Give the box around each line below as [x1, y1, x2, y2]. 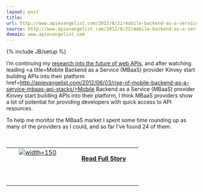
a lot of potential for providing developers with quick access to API [6, 98, 172, 106]
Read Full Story [81, 154, 126, 163]
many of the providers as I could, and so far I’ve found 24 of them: [6, 123, 172, 130]
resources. [6, 105, 33, 112]
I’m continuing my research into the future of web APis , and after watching [6, 60, 192, 67]
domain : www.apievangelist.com [6, 31, 85, 38]
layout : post [6, 8, 39, 15]
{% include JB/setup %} [6, 48, 66, 55]
